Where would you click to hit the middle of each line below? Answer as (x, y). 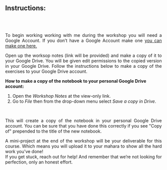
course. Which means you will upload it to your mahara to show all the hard (83, 146)
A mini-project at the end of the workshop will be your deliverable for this (83, 141)
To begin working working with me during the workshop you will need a (83, 35)
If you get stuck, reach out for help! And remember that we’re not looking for (83, 157)
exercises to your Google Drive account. (46, 71)
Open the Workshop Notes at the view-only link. (61, 96)
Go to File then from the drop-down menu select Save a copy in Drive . (84, 101)
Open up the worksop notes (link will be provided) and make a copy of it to (83, 55)
